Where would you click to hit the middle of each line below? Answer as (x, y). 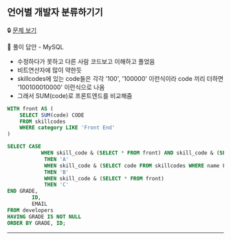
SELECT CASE (24, 147)
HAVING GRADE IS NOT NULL (44, 217)
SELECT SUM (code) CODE (52, 115)
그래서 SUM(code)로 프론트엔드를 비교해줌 (75, 95)
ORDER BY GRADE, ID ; (37, 223)
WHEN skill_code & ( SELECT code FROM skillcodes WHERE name (132, 166)
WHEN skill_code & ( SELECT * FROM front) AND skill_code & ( (130, 153)
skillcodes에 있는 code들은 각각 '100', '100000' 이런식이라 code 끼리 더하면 (120, 78)
